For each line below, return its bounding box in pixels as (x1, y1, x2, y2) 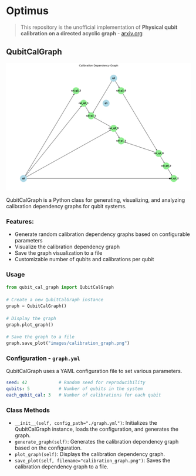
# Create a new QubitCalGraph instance (6, 297, 104, 303)
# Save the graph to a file (6, 334, 75, 340)
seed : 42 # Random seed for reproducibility (6, 380, 146, 386)
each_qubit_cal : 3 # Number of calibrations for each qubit (6, 392, 161, 398)
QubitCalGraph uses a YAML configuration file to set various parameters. (6, 368, 183, 375)
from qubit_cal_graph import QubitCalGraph (6, 284, 114, 291)
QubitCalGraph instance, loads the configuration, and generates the (14, 425, 179, 433)
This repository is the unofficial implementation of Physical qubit (20, 24, 178, 31)
